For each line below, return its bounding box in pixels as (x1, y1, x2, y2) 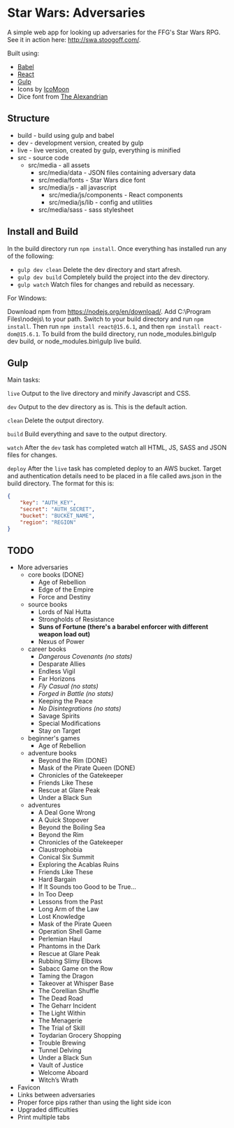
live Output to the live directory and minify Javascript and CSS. (7, 390, 191, 398)
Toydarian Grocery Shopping (38, 1031, 122, 1040)
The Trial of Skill (38, 1024, 85, 1032)
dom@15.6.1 (7, 331, 39, 338)
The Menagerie (38, 1016, 82, 1025)
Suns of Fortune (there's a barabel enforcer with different (38, 622, 208, 631)
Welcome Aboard (38, 1069, 89, 1077)
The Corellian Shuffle (38, 987, 99, 995)
